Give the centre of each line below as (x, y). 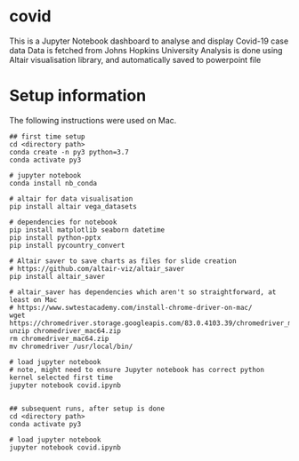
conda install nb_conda (53, 183)
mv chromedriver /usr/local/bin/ (71, 346)
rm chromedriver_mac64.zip (59, 338)
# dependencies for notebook (63, 222)
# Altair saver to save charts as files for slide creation (123, 261)
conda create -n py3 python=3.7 (69, 152)
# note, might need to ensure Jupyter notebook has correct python (137, 370)
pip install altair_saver (57, 276)
